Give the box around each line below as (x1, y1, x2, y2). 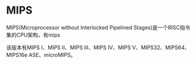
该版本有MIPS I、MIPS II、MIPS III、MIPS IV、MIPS (6, 44, 131, 51)
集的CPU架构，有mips (6, 31, 61, 39)
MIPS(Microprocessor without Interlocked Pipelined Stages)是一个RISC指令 (6, 24, 191, 31)
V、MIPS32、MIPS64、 (132, 44, 190, 51)
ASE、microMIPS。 (29, 51, 76, 58)
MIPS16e (6, 51, 28, 58)
